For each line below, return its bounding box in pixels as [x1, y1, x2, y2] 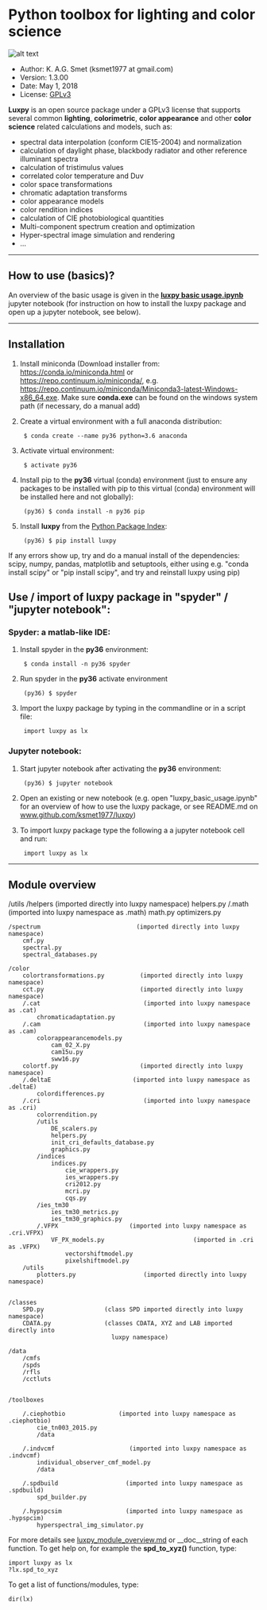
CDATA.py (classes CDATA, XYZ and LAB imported [22, 1320, 233, 1328]
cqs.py [64, 1194, 87, 1202]
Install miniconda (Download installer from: [19, 359, 161, 368]
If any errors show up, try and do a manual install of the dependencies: [8, 550, 240, 560]
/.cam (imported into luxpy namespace [22, 1020, 250, 1029]
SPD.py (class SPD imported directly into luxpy [22, 1305, 244, 1313]
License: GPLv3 [19, 89, 72, 99]
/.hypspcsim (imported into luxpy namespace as [22, 1507, 244, 1515]
